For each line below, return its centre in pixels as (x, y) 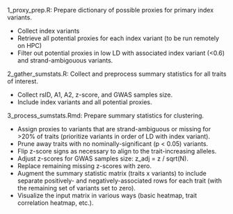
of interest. (23, 81)
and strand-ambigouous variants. (65, 60)
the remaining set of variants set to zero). (76, 188)
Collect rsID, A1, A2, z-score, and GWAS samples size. (95, 94)
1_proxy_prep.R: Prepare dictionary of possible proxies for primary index (111, 10)
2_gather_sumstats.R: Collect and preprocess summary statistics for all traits (117, 74)
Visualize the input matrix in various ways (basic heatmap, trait (107, 195)
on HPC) (30, 46)
